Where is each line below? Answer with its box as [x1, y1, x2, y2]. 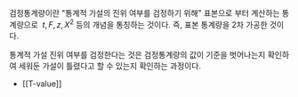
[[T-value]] [21, 78, 62, 89]
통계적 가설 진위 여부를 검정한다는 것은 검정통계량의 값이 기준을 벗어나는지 [9, 49, 266, 60]
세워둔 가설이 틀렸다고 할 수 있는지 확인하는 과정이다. [18, 61, 202, 71]
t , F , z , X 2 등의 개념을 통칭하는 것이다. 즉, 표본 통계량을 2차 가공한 [42, 18, 269, 29]
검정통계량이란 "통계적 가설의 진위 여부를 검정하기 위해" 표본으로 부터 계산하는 [9, 8, 280, 18]
